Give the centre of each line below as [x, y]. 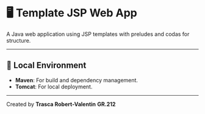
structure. [19, 40]
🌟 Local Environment [46, 66]
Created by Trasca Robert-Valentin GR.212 [61, 104]
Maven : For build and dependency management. [77, 80]
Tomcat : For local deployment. [54, 87]
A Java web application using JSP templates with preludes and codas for [98, 34]
